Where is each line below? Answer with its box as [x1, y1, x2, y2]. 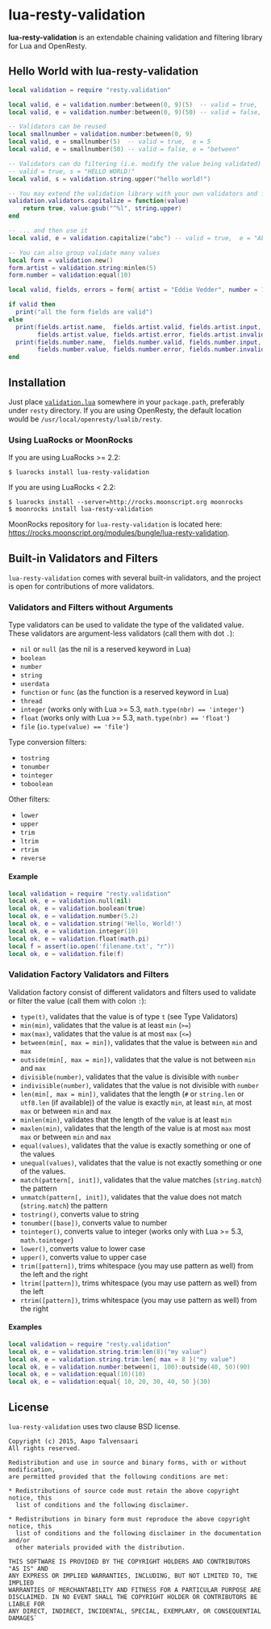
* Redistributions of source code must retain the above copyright [8, 1487, 240, 1495]
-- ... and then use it [8, 226, 89, 235]
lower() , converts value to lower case [19, 1243, 146, 1253]
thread [19, 697, 43, 705]
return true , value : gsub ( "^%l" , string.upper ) [23, 205, 182, 213]
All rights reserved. [8, 1444, 81, 1453]
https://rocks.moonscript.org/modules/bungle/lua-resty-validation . [8, 528, 230, 538]
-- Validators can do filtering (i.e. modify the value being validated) [8, 159, 262, 167]
